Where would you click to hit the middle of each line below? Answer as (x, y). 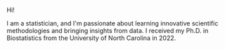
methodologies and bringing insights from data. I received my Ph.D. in (108, 31)
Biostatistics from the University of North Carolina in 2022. (91, 38)
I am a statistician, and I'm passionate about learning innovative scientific (112, 23)
